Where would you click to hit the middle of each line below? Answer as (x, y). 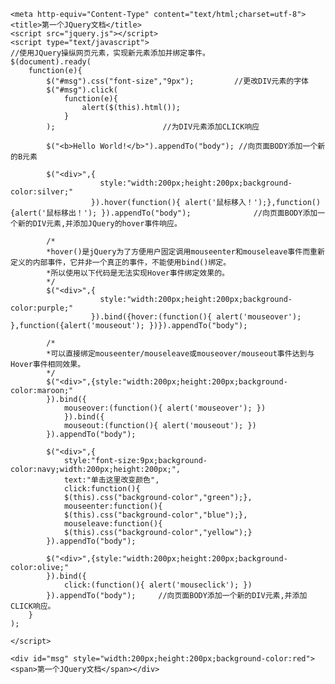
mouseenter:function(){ (113, 506)
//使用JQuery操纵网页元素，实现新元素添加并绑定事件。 (110, 53)
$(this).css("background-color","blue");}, (155, 515)
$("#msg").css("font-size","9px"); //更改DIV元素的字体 (177, 81)
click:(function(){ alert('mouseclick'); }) (158, 585)
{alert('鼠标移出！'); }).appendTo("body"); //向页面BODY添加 (164, 213)
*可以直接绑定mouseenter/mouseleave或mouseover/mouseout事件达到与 (180, 354)
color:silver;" (42, 192)
